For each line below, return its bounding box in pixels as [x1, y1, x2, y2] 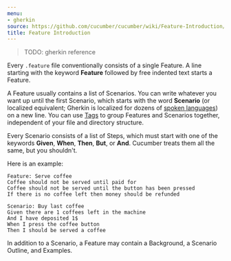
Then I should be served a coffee [7, 227, 107, 234]
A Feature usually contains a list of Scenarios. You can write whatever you [7, 89, 217, 98]
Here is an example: [7, 159, 64, 168]
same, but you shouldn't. [7, 146, 78, 155]
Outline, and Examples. [7, 247, 73, 255]
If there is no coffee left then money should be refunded [7, 191, 180, 198]
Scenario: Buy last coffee [7, 203, 85, 210]
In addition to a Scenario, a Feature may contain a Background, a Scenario [7, 239, 217, 247]
